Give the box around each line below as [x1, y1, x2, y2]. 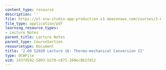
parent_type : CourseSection [5, 39, 63, 44]
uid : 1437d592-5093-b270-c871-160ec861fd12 [5, 58, 96, 63]
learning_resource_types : [5, 26, 58, 31]
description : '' [5, 12, 39, 17]
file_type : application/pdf [5, 21, 63, 26]
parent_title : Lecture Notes [5, 35, 65, 40]
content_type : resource [5, 7, 54, 12]
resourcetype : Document [5, 44, 54, 49]
